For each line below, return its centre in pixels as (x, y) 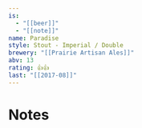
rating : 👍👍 (29, 68)
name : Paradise (34, 38)
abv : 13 (21, 61)
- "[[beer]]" (37, 23)
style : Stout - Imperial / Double (66, 46)
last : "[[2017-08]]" (43, 75)
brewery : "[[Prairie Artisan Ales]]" (71, 53)
